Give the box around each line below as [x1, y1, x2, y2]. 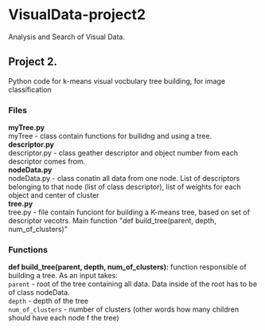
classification [8, 84, 52, 94]
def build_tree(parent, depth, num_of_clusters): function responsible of [8, 262, 247, 272]
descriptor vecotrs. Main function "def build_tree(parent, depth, [8, 216, 216, 226]
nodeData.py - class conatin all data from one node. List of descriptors [8, 174, 240, 183]
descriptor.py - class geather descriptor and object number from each [8, 148, 239, 158]
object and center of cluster [8, 191, 99, 200]
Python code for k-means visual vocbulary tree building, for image [8, 76, 225, 85]
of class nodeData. [8, 288, 70, 297]
